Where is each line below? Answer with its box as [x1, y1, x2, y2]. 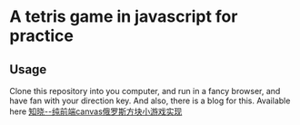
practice [9, 25, 75, 46]
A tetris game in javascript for [9, 6, 238, 27]
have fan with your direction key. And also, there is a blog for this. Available [9, 95, 291, 106]
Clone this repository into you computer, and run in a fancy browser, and [9, 86, 281, 96]
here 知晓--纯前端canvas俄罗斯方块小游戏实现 [9, 106, 183, 117]
